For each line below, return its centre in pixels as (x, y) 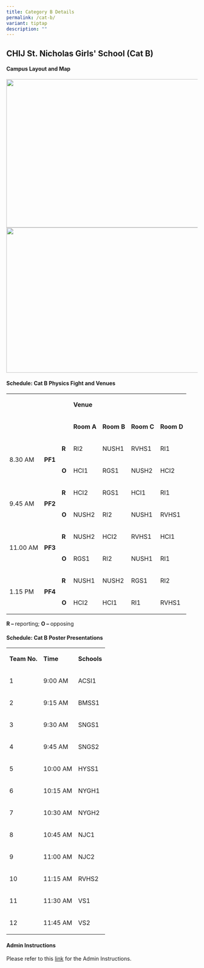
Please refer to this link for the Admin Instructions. (69, 959)
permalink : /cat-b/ (31, 18)
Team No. (23, 659)
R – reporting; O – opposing (40, 624)
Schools (90, 659)
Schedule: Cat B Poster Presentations (55, 637)
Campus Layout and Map (39, 69)
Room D (172, 427)
